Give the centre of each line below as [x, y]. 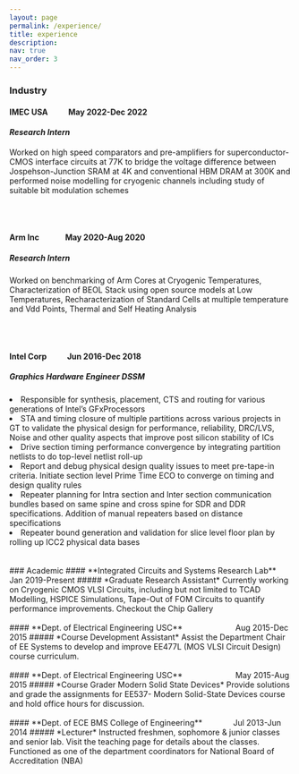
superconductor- [258, 152]
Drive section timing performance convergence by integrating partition [151, 447]
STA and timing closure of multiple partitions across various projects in [151, 418]
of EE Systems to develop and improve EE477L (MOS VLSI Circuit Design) [145, 646]
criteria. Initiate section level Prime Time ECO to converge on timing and [142, 475]
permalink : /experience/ [56, 26]
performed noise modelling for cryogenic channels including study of [137, 181]
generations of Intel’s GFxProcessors [77, 409]
